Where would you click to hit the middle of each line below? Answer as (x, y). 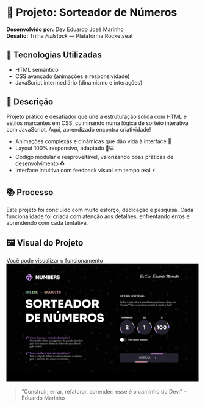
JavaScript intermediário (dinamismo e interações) (79, 82)
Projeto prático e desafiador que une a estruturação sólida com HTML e (97, 116)
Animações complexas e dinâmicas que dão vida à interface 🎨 (93, 141)
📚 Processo (30, 192)
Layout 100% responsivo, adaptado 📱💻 (65, 148)
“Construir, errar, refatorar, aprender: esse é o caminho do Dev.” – (104, 392)
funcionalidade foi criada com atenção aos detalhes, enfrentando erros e (98, 216)
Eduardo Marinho (43, 398)
